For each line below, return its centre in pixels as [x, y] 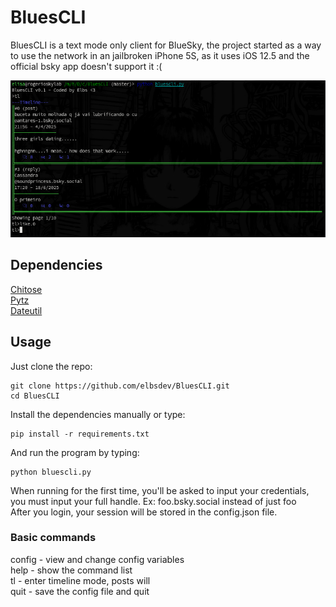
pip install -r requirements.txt [80, 434]
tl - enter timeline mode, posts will [80, 580]
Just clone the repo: [51, 366]
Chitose [26, 289]
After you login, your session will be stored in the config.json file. [144, 512]
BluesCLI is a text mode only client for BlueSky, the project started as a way [166, 45]
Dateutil [26, 310]
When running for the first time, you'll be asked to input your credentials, [160, 490]
